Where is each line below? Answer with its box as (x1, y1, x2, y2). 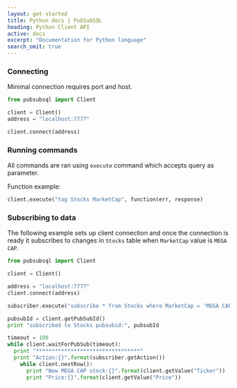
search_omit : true (7, 43, 61, 50)
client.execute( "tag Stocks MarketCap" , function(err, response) (7, 196, 203, 204)
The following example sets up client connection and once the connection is (7, 229, 229, 237)
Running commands (7, 145, 78, 155)
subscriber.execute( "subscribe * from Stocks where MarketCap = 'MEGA (7, 302, 219, 310)
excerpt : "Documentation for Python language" (7, 37, 147, 44)
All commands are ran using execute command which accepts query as (7, 161, 214, 170)
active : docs (7, 30, 46, 37)
